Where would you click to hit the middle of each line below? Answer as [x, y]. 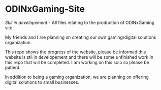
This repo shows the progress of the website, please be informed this [76, 52]
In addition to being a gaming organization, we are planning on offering [77, 77]
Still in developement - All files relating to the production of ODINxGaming [80, 22]
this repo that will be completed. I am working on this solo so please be [77, 62]
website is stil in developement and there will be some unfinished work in [79, 57]
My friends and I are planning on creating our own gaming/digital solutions [81, 37]
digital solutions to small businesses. [42, 82]
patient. [13, 67]
